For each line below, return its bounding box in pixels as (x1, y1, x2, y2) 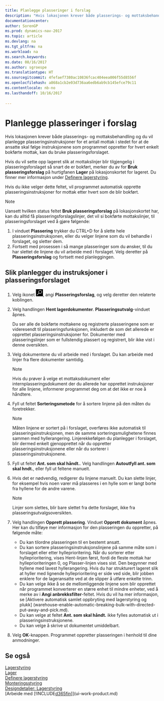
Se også (5, 651, 30, 660)
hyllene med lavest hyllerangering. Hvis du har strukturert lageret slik (19, 565, 159, 571)
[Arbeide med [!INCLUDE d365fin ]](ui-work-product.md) (5, 691, 118, 697)
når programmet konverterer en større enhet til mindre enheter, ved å (19, 586, 159, 592)
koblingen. (12, 297, 34, 303)
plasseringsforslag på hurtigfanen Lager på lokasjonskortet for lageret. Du (5, 169, 156, 175)
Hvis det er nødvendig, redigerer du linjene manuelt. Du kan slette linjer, (12, 476, 157, 481)
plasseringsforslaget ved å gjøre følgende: (5, 219, 90, 225)
